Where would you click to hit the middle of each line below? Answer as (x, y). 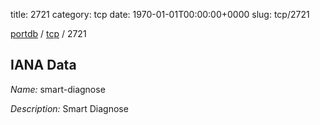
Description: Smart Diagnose (69, 108)
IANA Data (43, 65)
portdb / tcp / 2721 (48, 33)
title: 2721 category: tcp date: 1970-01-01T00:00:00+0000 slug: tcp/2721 (160, 14)
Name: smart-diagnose (58, 89)
